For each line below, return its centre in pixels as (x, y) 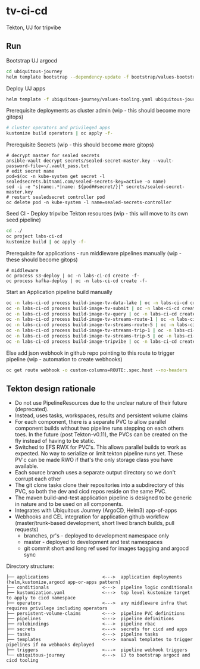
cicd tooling (22, 661)
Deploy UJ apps (26, 88)
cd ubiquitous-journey (34, 71)
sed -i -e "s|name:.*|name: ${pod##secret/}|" (65, 187)
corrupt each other (38, 479)
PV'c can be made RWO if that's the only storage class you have (94, 460)
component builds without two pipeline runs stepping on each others (99, 428)
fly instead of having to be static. (55, 441)
